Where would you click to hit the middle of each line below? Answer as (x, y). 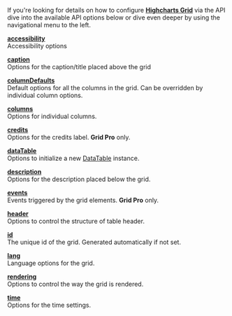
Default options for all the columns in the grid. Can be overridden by (105, 88)
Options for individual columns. (52, 116)
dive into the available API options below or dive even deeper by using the (114, 17)
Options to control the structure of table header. (76, 221)
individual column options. (45, 95)
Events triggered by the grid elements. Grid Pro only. (83, 200)
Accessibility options (37, 46)
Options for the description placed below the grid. (79, 179)
